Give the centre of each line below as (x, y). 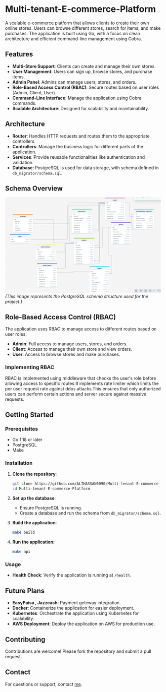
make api (21, 552)
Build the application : (35, 523)
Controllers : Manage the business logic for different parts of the (78, 146)
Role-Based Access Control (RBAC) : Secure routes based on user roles (85, 87)
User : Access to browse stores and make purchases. (66, 354)
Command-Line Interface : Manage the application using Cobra (77, 98)
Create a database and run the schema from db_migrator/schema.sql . (90, 513)
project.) (14, 302)
